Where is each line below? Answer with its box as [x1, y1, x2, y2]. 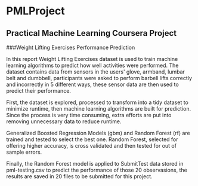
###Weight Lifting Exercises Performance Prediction [6, 44, 135, 51]
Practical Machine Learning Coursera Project [6, 28, 177, 38]
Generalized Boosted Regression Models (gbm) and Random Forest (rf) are [6, 130, 191, 136]
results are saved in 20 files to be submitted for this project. [6, 173, 153, 180]
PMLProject [6, 4, 66, 18]
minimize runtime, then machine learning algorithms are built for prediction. [6, 105, 191, 112]
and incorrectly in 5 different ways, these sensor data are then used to [6, 81, 179, 88]
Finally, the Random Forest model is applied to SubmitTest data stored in [6, 160, 184, 167]
